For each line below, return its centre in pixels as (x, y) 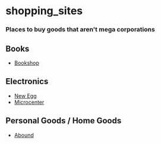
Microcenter (29, 102)
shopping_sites (44, 11)
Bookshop (27, 63)
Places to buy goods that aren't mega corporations (80, 30)
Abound (24, 135)
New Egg (25, 95)
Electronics (27, 81)
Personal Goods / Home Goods (64, 121)
